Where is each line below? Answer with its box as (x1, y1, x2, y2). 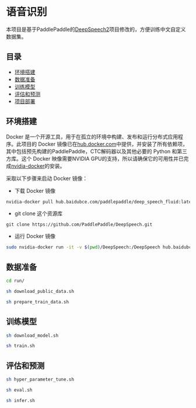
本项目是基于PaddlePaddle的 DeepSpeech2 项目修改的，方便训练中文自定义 (6, 26, 186, 33)
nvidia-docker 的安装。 (11, 162, 65, 170)
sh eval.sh (6, 387, 33, 393)
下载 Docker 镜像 (14, 187, 55, 194)
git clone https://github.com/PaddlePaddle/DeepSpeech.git (6, 222, 153, 228)
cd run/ (6, 278, 25, 284)
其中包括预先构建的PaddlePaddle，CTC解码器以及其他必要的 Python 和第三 (6, 147, 188, 155)
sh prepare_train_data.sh (6, 299, 69, 305)
